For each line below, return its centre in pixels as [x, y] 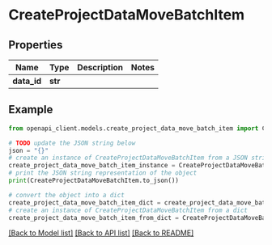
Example [31, 110]
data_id [27, 81]
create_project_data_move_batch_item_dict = [85, 203]
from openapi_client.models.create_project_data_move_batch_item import [134, 128]
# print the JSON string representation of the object [103, 173]
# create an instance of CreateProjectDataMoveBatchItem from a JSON [128, 158]
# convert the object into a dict [67, 195]
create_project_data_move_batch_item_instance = [92, 166]
